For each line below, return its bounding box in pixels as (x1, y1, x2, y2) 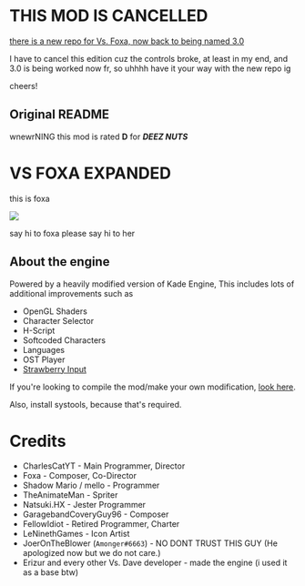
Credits (9, 430, 66, 451)
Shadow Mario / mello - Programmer (22, 480, 160, 491)
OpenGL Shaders (22, 306, 88, 317)
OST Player (22, 354, 66, 365)
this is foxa (9, 193, 50, 204)
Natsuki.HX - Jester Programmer (22, 500, 147, 510)
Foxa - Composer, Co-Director (22, 470, 137, 481)
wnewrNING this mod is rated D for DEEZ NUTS (9, 131, 188, 142)
